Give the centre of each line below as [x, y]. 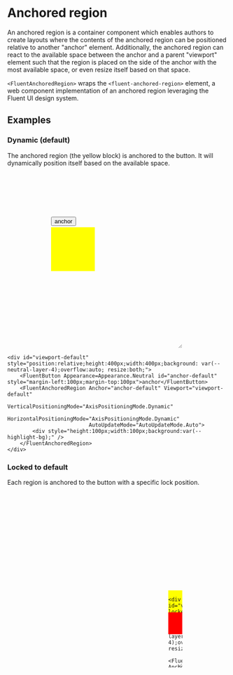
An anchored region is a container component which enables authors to [111, 32]
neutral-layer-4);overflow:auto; [56, 370]
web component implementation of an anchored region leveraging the [108, 91]
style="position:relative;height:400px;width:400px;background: [103, 363]
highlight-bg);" [31, 437]
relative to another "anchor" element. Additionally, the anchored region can [115, 47]
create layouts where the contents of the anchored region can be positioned [117, 39]
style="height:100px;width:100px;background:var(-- [125, 431]
